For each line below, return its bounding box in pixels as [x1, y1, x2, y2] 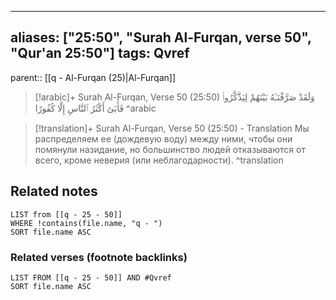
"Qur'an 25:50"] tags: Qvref [10, 45, 190, 62]
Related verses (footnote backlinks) [10, 250, 188, 264]
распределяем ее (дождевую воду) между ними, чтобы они [34, 132, 293, 145]
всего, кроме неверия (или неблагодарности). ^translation [34, 154, 284, 166]
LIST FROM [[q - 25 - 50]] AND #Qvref [10, 272, 172, 283]
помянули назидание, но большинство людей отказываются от [34, 143, 306, 155]
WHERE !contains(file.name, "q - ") [10, 218, 163, 228]
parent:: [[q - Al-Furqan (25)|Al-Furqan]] [10, 71, 177, 83]
